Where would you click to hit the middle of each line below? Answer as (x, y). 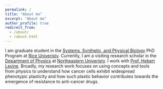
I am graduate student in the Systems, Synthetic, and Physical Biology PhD (80, 50)
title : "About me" (24, 14)
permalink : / (18, 9)
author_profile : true (27, 23)
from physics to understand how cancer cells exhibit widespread (70, 71)
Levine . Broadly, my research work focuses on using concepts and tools (77, 66)
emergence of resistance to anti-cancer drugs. (52, 81)
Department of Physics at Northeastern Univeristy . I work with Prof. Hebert (80, 61)
